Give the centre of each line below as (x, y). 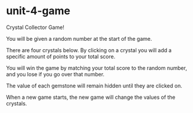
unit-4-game (38, 11)
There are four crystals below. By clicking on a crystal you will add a (89, 50)
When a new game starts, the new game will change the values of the (91, 97)
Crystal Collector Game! (35, 27)
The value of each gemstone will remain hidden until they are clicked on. (94, 85)
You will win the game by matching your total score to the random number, (97, 68)
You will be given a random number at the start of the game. (79, 38)
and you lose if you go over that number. (55, 74)
